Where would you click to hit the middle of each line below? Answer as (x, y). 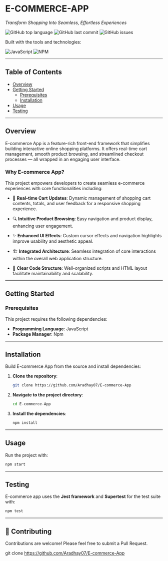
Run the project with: (27, 455)
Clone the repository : (35, 376)
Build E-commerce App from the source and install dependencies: (73, 366)
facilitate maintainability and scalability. (53, 273)
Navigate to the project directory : (48, 395)
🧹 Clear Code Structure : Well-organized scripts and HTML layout (80, 268)
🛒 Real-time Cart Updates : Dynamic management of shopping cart (81, 198)
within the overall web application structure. (57, 258)
